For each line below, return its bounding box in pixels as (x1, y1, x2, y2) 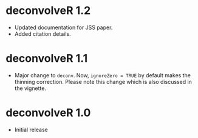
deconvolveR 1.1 (5, 52, 88, 66)
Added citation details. (14, 30, 71, 37)
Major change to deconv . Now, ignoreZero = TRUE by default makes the (14, 71, 191, 79)
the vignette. (14, 85, 47, 92)
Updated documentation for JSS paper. (14, 24, 113, 31)
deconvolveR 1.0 (5, 106, 91, 120)
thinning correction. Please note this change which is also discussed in (14, 78, 193, 85)
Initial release (14, 126, 48, 133)
